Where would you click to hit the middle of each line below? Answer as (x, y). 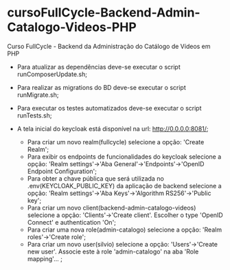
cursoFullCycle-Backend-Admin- (104, 13)
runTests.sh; (34, 115)
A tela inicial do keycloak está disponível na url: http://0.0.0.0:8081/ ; (113, 128)
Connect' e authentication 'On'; (72, 222)
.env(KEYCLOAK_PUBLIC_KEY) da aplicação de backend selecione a (124, 185)
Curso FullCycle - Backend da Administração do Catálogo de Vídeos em (109, 46)
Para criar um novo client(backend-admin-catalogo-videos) (112, 207)
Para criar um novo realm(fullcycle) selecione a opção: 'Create (116, 142)
